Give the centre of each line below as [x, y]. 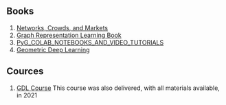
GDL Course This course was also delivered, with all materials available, [118, 88]
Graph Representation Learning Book [69, 35]
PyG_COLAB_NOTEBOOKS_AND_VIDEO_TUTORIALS [90, 42]
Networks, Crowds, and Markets [62, 27]
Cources [25, 71]
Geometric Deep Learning [53, 49]
